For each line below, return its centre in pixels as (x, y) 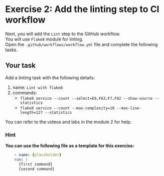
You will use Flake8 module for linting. (44, 39)
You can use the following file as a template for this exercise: (70, 146)
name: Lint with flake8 (37, 87)
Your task (21, 65)
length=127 (31, 112)
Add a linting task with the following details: (50, 77)
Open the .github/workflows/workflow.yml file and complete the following (81, 44)
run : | (21, 159)
